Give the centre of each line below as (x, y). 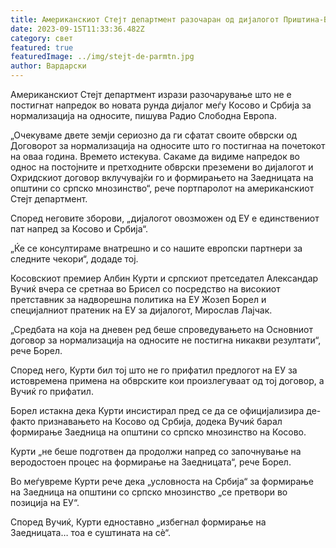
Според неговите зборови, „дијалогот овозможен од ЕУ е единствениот (165, 218)
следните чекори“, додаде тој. (74, 259)
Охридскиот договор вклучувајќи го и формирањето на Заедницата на (162, 177)
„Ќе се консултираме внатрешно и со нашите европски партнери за (156, 248)
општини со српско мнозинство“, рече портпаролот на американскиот (162, 188)
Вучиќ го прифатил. (52, 391)
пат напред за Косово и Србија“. (79, 229)
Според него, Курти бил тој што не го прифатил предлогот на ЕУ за (154, 370)
